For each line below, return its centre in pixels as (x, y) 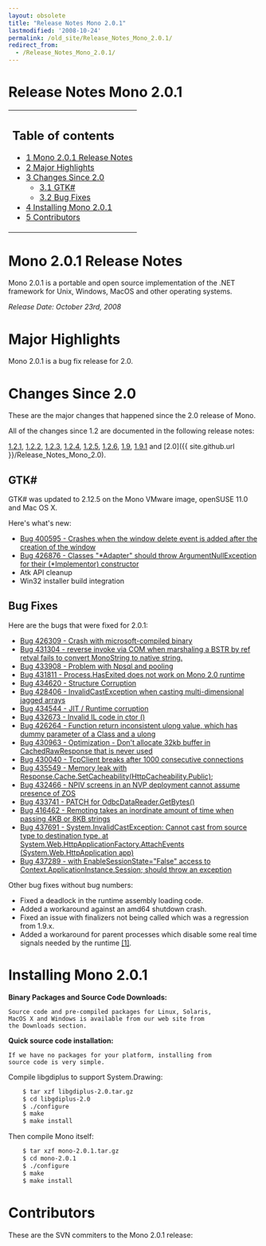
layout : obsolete (37, 16)
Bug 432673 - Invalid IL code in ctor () (82, 717)
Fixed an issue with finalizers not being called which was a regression (134, 917)
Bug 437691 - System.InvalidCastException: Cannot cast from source (133, 827)
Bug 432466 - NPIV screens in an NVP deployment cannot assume (130, 785)
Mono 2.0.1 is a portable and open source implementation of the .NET (122, 283)
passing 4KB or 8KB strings (65, 818)
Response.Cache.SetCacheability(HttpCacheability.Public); (116, 776)
